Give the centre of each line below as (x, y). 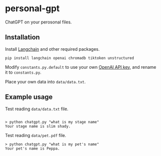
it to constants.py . (23, 72)
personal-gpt (32, 9)
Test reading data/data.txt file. (37, 109)
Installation (22, 37)
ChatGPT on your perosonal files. (39, 22)
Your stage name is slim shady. (38, 126)
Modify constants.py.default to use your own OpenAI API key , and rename (81, 67)
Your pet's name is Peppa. (32, 148)
